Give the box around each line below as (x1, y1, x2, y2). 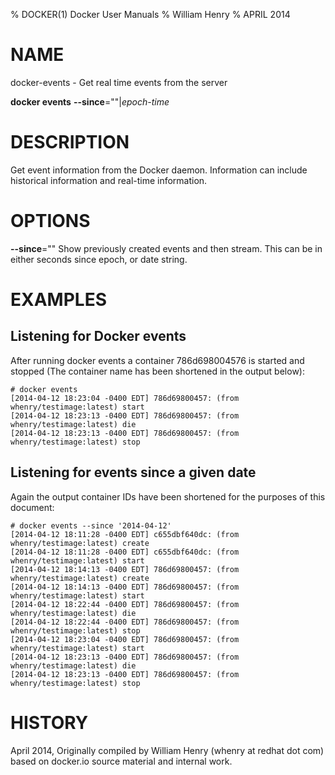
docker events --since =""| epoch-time (10, 95, 170, 108)
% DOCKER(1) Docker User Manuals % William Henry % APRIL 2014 (10, 9, 291, 20)
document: (10, 501, 55, 513)
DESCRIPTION (10, 131, 130, 154)
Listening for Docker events (10, 328, 187, 345)
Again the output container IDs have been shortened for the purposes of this (10, 490, 326, 503)
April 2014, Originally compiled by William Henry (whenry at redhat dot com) (10, 744, 325, 756)
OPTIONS (10, 210, 91, 233)
